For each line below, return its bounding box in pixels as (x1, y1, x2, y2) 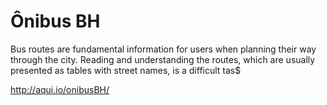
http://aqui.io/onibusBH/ (10, 83, 110, 95)
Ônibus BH (10, 10, 101, 33)
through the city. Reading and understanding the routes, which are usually (10, 53, 316, 65)
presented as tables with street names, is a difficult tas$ (10, 64, 242, 76)
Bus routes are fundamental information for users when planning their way (10, 43, 317, 55)
